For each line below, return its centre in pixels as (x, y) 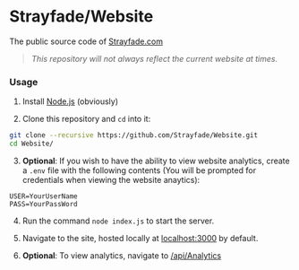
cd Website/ (31, 144)
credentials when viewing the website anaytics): (111, 179)
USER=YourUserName (43, 196)
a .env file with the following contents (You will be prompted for (139, 170)
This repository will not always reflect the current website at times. (154, 58)
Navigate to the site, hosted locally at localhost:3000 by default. (140, 238)
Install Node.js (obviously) (70, 101)
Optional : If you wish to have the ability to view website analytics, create (156, 161)
